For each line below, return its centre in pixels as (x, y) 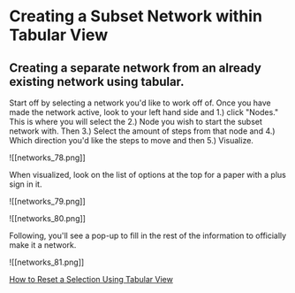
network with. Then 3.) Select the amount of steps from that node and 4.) (142, 131)
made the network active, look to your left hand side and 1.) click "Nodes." (144, 112)
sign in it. (26, 184)
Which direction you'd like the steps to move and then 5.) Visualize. (132, 140)
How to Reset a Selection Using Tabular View (91, 279)
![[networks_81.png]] (47, 262)
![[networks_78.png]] (47, 158)
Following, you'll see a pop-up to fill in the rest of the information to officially (148, 235)
